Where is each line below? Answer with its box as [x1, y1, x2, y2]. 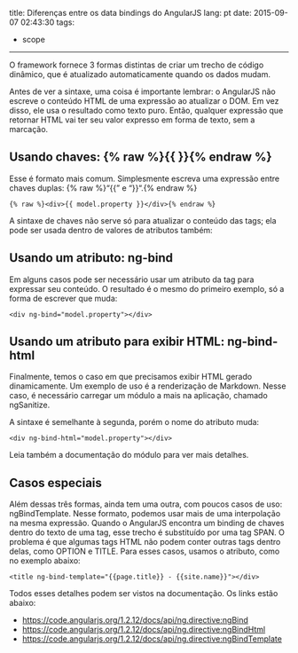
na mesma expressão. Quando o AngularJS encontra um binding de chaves [9, 518, 285, 529]
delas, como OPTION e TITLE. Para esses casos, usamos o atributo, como [9, 546, 280, 557]
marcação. [9, 124, 49, 134]
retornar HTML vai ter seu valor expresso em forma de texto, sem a [9, 114, 255, 125]
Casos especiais [9, 475, 102, 491]
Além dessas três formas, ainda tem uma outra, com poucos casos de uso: [9, 499, 283, 509]
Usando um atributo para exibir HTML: [9, 334, 225, 350]
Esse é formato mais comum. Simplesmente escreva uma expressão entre [9, 173, 280, 184]
